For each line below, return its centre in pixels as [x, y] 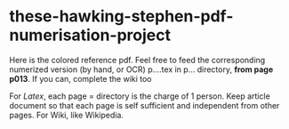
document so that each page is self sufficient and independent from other [144, 105]
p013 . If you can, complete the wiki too [81, 78]
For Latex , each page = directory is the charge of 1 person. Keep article [140, 96]
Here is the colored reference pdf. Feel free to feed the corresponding [137, 60]
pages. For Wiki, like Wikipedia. [67, 115]
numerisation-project [90, 35]
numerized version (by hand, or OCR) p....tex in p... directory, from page [141, 69]
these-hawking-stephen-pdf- [121, 16]
